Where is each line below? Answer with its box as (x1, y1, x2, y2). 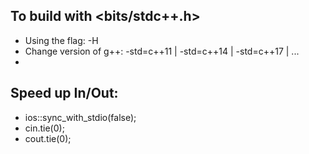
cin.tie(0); (24, 122, 65, 134)
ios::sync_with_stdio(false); (24, 111, 137, 123)
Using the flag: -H (24, 34, 99, 46)
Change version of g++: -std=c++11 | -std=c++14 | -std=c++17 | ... (24, 45, 300, 57)
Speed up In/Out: (10, 85, 119, 102)
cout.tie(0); (24, 132, 72, 144)
